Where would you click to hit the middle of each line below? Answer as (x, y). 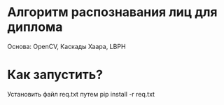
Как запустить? (55, 75)
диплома (35, 27)
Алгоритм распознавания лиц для (113, 12)
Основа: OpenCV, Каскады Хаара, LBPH (66, 46)
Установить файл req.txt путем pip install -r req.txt (81, 94)
